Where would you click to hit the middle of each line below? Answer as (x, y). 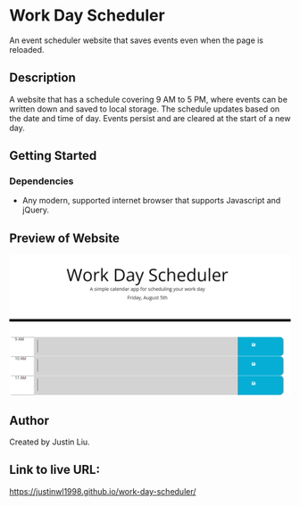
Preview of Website (65, 238)
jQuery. (36, 210)
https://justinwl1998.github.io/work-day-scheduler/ (103, 491)
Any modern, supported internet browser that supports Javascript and (151, 201)
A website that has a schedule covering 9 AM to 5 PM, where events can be (149, 99)
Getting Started (53, 156)
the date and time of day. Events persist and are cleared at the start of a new (150, 118)
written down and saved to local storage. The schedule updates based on (145, 109)
